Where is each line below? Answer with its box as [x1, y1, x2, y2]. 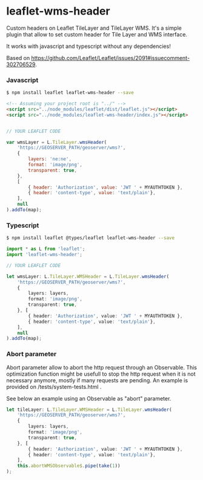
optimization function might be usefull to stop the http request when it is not [6, 370, 196, 377]
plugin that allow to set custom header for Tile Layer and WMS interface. [6, 30, 188, 38]
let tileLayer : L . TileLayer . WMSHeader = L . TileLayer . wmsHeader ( [6, 407, 172, 413]
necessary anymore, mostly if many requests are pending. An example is [6, 376, 188, 384]
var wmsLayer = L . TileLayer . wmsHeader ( [6, 139, 107, 145]
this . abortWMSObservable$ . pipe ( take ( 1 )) [17, 463, 121, 469]
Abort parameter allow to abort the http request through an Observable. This [6, 363, 198, 371]
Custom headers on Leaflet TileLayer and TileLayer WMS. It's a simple [6, 24, 182, 32]
